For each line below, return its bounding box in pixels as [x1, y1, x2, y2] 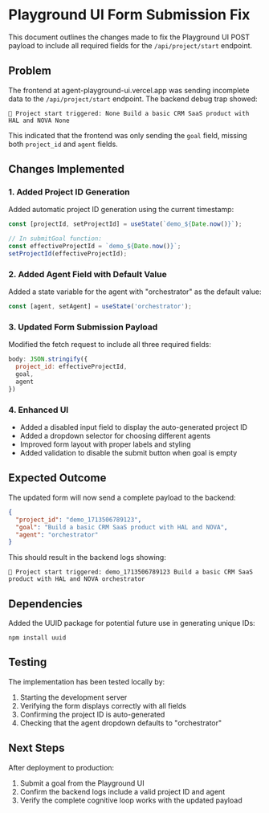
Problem [8, 64, 52, 78]
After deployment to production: [8, 762, 115, 772]
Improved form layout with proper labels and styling [19, 439, 191, 449]
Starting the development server [19, 692, 128, 702]
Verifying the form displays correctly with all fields [19, 701, 187, 710]
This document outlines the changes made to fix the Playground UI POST [8, 32, 251, 42]
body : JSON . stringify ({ [8, 355, 88, 363]
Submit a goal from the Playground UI [19, 778, 145, 788]
